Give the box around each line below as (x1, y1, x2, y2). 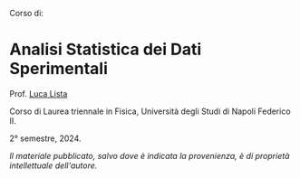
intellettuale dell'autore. (9, 160, 98, 171)
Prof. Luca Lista (9, 88, 68, 98)
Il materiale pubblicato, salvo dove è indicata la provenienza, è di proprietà (9, 150, 290, 161)
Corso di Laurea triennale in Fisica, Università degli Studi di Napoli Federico (9, 106, 292, 117)
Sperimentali (9, 59, 109, 80)
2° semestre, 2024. (9, 133, 82, 144)
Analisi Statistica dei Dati (9, 40, 202, 60)
